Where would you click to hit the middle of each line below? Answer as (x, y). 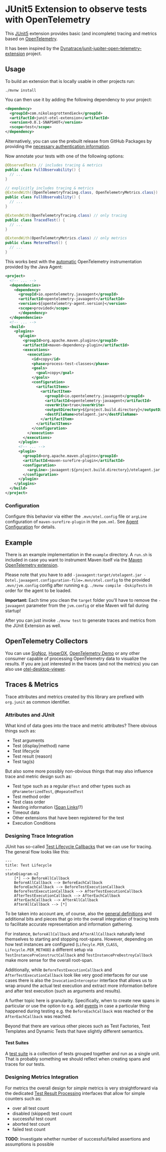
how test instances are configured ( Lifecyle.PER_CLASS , (62, 944)
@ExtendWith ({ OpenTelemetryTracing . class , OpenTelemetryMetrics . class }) (82, 193)
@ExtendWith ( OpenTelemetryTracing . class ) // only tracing (66, 215)
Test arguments (28, 740)
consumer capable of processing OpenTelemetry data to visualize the (76, 658)
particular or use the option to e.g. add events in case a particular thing (77, 1006)
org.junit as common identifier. (38, 702)
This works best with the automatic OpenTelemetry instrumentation (74, 261)
